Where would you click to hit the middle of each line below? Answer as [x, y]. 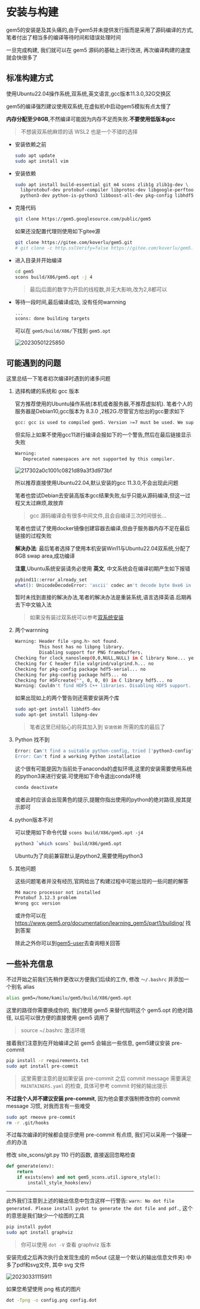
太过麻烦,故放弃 [44, 503]
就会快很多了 [22, 57]
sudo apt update [35, 156]
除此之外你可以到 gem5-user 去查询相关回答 [68, 943]
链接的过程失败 [33, 536]
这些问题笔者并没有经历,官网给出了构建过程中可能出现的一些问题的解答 [101, 881]
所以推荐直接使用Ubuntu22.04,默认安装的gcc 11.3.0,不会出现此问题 [96, 482]
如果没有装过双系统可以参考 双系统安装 [76, 617]
